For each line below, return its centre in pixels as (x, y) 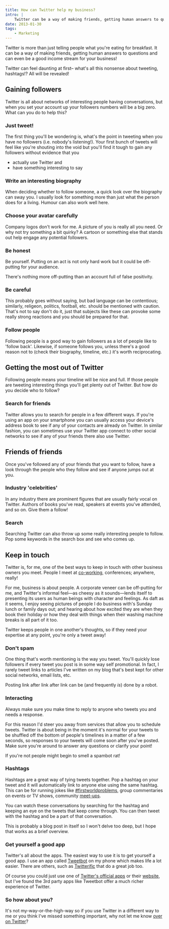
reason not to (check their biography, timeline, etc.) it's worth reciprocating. (83, 352)
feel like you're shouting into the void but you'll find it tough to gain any (79, 148)
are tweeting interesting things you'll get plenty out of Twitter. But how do (81, 385)
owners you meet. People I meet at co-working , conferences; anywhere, (80, 572)
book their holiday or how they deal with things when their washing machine (84, 614)
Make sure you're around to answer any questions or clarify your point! (79, 746)
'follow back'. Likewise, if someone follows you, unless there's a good (77, 346)
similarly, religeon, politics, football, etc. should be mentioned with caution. (82, 306)
